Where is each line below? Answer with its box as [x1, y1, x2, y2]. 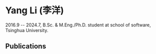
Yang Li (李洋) [5, 5, 64, 16]
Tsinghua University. [5, 27, 49, 33]
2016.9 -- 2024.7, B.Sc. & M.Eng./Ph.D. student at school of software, [5, 21, 151, 28]
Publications [5, 42, 47, 51]
